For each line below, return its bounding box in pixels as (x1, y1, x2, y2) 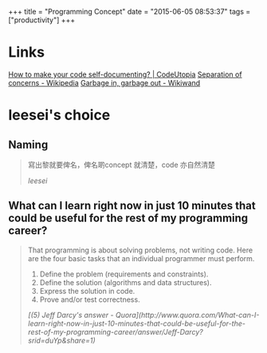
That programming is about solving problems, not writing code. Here (27, 245, 253, 255)
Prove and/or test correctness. (39, 295, 141, 304)
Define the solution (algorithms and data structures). (39, 277, 213, 287)
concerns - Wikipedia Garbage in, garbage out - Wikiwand (8, 77, 201, 87)
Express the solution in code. (39, 286, 135, 295)
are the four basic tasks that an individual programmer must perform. (27, 253, 255, 263)
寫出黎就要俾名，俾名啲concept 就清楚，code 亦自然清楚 (27, 160, 215, 169)
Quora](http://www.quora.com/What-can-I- (115, 310, 260, 319)
